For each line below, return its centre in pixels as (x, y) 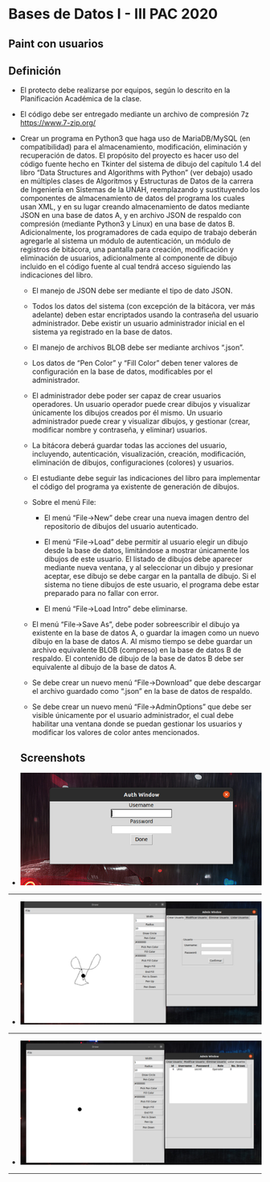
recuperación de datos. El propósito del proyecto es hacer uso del (129, 156)
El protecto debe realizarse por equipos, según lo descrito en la (125, 90)
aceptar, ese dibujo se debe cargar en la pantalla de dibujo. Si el (150, 577)
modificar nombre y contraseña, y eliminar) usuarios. (119, 430)
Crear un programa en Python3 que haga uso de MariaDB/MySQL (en (135, 138)
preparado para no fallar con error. (101, 593)
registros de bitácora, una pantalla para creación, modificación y (127, 249)
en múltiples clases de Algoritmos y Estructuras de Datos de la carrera (137, 181)
